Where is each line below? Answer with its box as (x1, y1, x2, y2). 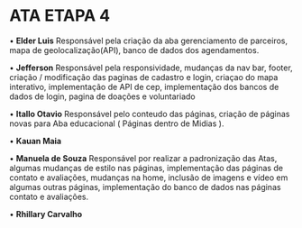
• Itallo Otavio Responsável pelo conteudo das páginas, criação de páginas (9, 108, 290, 119)
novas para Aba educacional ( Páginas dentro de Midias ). (9, 118, 224, 129)
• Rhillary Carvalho (9, 208, 83, 219)
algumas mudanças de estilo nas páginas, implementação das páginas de (9, 162, 284, 173)
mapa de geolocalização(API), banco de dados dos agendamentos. (9, 44, 260, 55)
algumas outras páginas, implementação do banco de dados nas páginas (9, 181, 281, 192)
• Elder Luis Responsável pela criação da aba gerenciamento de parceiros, (9, 35, 288, 46)
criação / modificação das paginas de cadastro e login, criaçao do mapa (9, 71, 279, 82)
